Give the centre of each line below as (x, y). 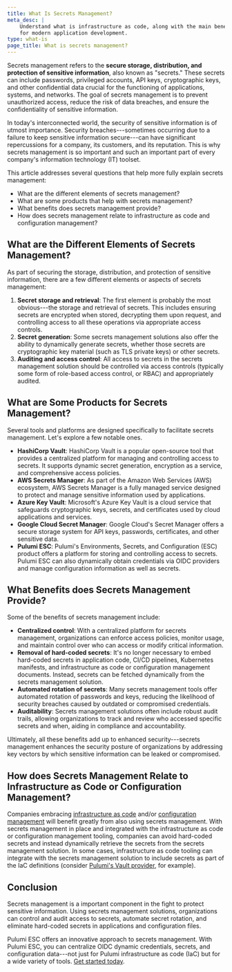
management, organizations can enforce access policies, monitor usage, (120, 638)
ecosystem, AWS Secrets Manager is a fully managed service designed (119, 487)
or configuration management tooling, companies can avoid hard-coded (110, 836)
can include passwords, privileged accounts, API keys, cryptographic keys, (114, 80)
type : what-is (28, 39)
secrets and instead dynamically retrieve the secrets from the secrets (106, 844)
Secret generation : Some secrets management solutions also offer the (118, 336)
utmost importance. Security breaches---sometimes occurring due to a (109, 130)
